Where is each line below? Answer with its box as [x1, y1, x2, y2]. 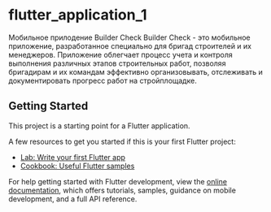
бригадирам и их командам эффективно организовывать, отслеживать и [8, 67, 263, 76]
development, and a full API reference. [8, 193, 138, 204]
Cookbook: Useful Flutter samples [20, 161, 135, 171]
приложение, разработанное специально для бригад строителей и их [8, 41, 252, 50]
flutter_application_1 [8, 6, 148, 24]
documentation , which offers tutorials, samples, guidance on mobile [8, 185, 236, 195]
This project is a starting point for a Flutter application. [8, 120, 190, 131]
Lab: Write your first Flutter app [20, 152, 126, 162]
